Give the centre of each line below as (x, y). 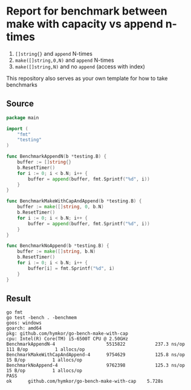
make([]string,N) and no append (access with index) (80, 66)
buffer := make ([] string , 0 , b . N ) (60, 207)
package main (23, 117)
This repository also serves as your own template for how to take (87, 78)
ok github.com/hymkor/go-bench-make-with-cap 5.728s (85, 382)
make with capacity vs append (85, 24)
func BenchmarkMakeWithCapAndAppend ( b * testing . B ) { (74, 201)
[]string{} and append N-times (53, 53)
